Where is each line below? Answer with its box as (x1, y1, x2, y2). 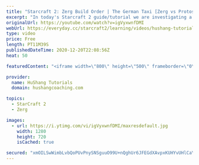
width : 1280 (17, 128, 46, 134)
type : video (6, 31, 36, 37)
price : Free (6, 36, 36, 42)
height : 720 (17, 134, 46, 140)
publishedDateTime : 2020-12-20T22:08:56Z (6, 47, 110, 53)
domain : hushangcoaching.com (11, 85, 84, 91)
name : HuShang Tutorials (11, 79, 73, 86)
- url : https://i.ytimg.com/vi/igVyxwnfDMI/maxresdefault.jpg (11, 122, 168, 129)
